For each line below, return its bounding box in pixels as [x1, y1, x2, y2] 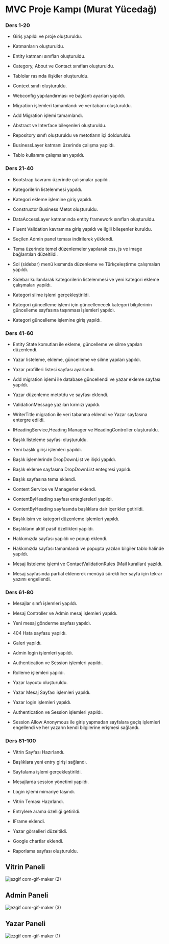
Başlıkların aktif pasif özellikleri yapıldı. [12, 526, 94, 532]
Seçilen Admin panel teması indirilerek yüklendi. [12, 236, 114, 242]
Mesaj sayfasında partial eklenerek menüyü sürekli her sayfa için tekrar [12, 571, 162, 577]
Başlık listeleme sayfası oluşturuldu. [12, 437, 88, 443]
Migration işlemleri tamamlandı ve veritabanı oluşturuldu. [12, 103, 132, 109]
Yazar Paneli [5, 919, 46, 928]
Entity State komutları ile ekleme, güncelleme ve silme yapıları [12, 341, 143, 348]
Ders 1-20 [5, 22, 30, 29]
